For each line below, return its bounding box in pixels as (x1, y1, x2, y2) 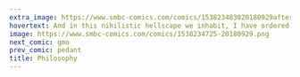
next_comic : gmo (9, 37, 70, 47)
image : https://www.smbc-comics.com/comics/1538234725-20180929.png (9, 29, 270, 38)
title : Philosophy (9, 54, 78, 63)
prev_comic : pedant (9, 46, 82, 55)
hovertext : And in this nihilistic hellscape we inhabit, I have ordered (9, 21, 290, 30)
